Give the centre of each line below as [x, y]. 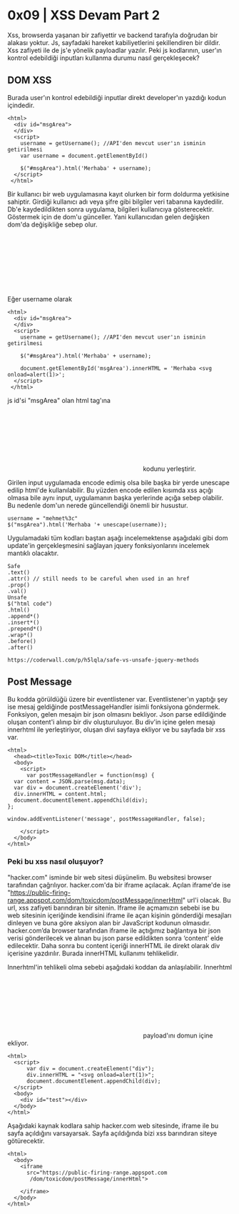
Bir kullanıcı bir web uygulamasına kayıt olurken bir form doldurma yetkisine [118, 194]
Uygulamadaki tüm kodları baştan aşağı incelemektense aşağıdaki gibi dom [118, 538]
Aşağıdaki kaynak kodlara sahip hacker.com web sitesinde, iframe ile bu [113, 1125]
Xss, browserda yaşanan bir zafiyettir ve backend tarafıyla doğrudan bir [113, 35]
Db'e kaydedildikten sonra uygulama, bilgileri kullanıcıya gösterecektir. [111, 209]
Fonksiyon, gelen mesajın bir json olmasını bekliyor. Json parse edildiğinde [117, 714]
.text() [19, 572]
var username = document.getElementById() [84, 156]
